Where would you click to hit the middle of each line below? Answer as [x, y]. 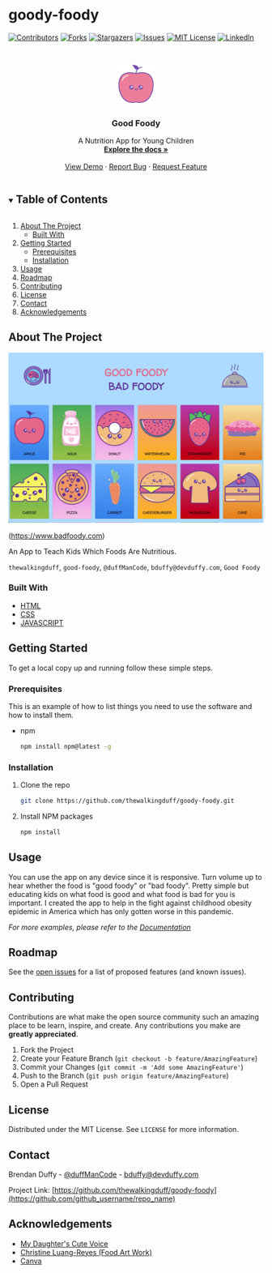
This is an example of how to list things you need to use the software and [130, 706]
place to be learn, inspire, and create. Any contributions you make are [125, 1026]
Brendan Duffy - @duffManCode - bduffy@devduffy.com [104, 1174]
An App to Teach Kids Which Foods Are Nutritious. [92, 551]
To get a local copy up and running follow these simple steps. [110, 668]
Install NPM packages [56, 816]
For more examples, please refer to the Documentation [100, 927]
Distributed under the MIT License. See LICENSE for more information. [123, 1130]
